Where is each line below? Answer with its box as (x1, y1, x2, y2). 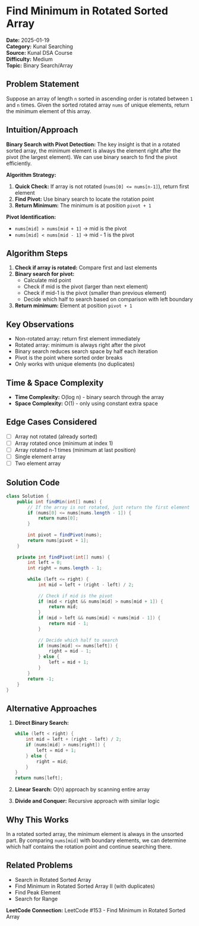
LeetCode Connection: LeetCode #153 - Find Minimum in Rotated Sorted (6, 906, 186, 913)
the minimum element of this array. (6, 107, 91, 114)
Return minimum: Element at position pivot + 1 (14, 302, 132, 309)
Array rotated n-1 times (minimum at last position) (14, 446, 136, 453)
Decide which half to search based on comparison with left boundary (23, 296, 193, 303)
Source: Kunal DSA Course (6, 49, 73, 56)
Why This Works (6, 815, 70, 825)
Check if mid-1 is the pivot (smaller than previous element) (23, 289, 167, 297)
